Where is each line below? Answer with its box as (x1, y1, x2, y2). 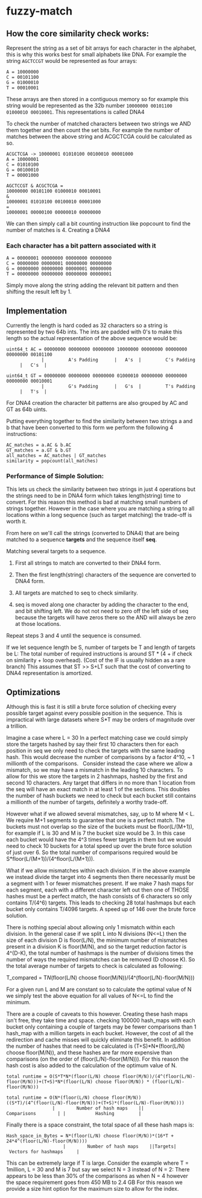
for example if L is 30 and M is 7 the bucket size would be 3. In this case (6, 829, 186, 837)
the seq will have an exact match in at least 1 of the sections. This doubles (6, 786, 190, 793)
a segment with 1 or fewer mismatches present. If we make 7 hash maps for (6, 880, 194, 887)
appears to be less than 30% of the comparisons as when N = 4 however (6, 1173, 188, 1180)
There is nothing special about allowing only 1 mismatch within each (6, 924, 175, 931)
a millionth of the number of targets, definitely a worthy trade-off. (6, 798, 168, 806)
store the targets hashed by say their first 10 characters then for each (6, 740, 179, 748)
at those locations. (14, 620, 62, 628)
